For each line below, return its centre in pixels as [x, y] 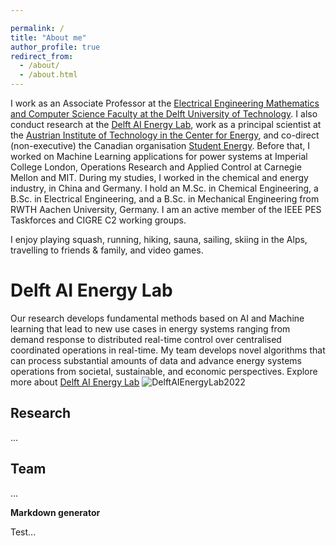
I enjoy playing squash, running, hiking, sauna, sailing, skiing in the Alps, [159, 239]
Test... [23, 532]
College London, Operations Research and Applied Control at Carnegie [156, 167]
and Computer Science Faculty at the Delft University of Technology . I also [164, 114]
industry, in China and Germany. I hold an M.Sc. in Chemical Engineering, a [164, 188]
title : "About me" [48, 37]
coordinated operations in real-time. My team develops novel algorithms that [168, 350]
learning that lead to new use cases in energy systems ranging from [150, 328]
